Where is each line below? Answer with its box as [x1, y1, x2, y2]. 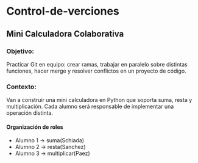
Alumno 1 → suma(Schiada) [15, 137, 84, 144]
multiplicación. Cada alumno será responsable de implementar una [6, 103, 174, 110]
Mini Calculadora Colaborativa [6, 29, 124, 39]
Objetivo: [6, 47, 35, 56]
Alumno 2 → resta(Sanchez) [15, 143, 87, 151]
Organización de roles [6, 123, 63, 131]
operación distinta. [6, 109, 54, 117]
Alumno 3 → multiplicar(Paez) [15, 150, 90, 157]
